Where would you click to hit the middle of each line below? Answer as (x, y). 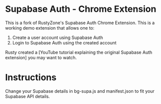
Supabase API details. (28, 96)
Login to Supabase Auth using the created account (64, 42)
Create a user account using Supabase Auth (58, 37)
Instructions (31, 78)
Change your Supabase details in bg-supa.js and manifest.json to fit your (80, 91)
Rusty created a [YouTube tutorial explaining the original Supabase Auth (79, 52)
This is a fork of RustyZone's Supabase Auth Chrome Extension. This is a (80, 23)
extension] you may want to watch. (41, 57)
